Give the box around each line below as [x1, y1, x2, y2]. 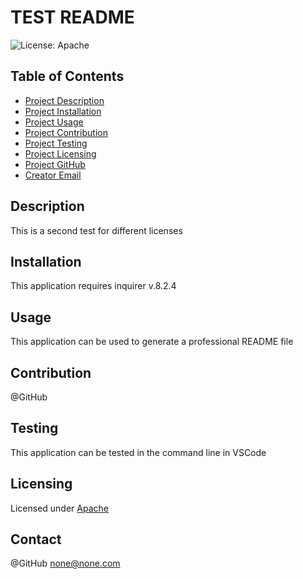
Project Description [24, 94, 105, 106]
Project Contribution [24, 126, 108, 138]
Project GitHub [24, 158, 86, 170]
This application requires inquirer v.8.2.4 [10, 280, 177, 292]
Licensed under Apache [10, 502, 109, 514]
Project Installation [24, 105, 102, 117]
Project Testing [24, 137, 88, 149]
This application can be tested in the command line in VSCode [10, 446, 267, 458]
